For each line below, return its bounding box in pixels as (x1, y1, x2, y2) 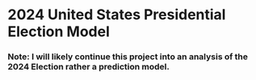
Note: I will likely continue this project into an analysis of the (7, 51, 248, 62)
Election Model (7, 22, 111, 41)
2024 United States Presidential (7, 6, 226, 24)
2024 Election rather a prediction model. (7, 62, 170, 73)
